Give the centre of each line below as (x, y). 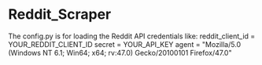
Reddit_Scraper (60, 14)
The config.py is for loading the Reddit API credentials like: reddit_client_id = (132, 36)
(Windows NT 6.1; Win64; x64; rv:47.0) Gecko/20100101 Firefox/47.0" (120, 52)
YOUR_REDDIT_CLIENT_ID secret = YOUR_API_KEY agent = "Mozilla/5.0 (125, 44)
